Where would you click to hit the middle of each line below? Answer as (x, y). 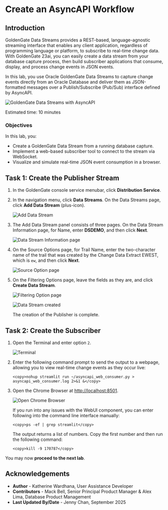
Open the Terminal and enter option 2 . (52, 343)
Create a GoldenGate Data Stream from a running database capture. (83, 146)
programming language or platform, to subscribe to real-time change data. (82, 51)
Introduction (25, 28)
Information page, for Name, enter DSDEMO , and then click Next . (80, 230)
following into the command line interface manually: (66, 415)
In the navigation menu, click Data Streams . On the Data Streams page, (87, 200)
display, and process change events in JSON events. (60, 67)
